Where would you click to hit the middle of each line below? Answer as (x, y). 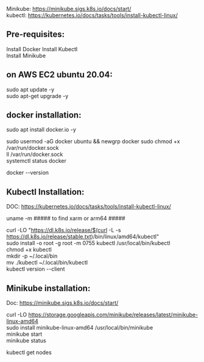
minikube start (24, 334)
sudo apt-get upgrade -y (37, 96)
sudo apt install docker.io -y (41, 130)
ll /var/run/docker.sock (35, 154)
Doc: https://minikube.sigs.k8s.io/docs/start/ (62, 303)
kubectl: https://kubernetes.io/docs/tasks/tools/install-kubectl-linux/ (92, 15)
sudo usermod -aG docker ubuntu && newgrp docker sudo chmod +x (93, 141)
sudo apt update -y (30, 89)
